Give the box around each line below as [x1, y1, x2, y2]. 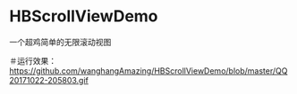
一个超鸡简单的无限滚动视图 [9, 36, 112, 47]
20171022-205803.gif [9, 74, 89, 85]
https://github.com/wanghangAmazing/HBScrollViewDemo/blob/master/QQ [9, 65, 288, 76]
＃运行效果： [9, 55, 56, 66]
